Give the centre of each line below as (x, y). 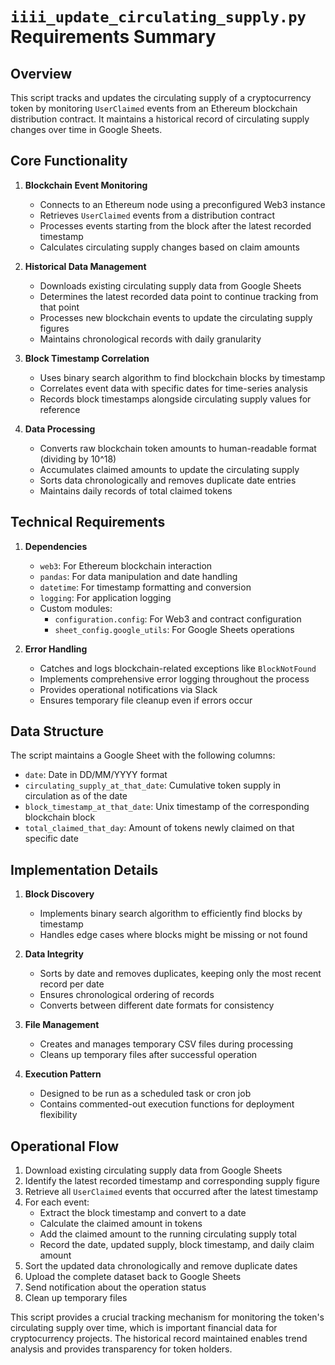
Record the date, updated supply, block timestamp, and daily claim (177, 1245)
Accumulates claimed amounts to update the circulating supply (169, 469)
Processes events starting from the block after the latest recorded (175, 225)
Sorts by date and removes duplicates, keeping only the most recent (180, 974)
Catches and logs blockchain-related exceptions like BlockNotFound (178, 668)
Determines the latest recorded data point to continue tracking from (179, 296)
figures (54, 328)
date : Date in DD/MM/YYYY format (96, 775)
